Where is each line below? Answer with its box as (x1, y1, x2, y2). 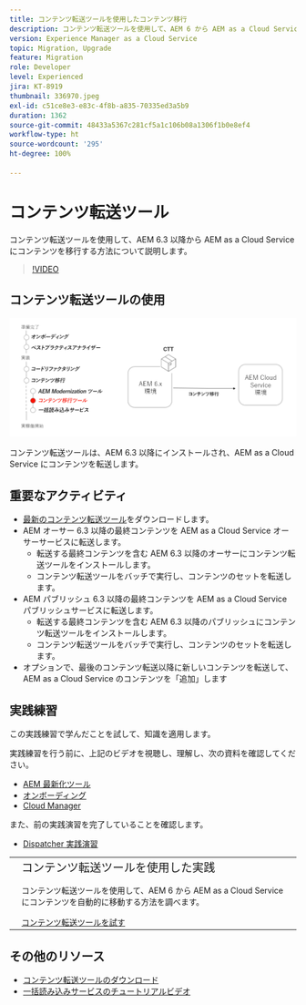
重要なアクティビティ (9, 487, 127, 503)
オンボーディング (22, 790, 87, 801)
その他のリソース (9, 949, 105, 964)
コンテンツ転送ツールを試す (21, 917, 126, 928)
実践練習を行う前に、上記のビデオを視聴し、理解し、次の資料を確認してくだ (9, 748, 296, 758)
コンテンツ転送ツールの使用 (9, 292, 166, 308)
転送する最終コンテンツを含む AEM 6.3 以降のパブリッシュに (36, 616, 264, 628)
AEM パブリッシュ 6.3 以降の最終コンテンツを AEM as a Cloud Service (22, 593, 288, 605)
